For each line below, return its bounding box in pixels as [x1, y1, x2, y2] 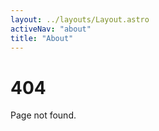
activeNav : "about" [10, 24, 92, 34]
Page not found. [10, 109, 77, 121]
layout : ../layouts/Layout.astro [10, 14, 150, 25]
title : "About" [10, 33, 74, 43]
